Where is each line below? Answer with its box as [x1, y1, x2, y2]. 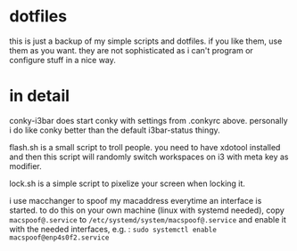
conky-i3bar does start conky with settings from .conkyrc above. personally [9, 115, 288, 125]
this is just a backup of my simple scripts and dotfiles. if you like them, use [9, 36, 283, 46]
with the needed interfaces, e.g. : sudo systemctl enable [9, 223, 217, 234]
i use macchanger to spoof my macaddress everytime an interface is [9, 195, 262, 206]
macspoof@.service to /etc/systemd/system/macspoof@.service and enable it [9, 214, 287, 224]
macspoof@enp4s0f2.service [9, 233, 110, 242]
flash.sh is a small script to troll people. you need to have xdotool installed [9, 142, 281, 152]
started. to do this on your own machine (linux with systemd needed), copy [9, 205, 285, 215]
